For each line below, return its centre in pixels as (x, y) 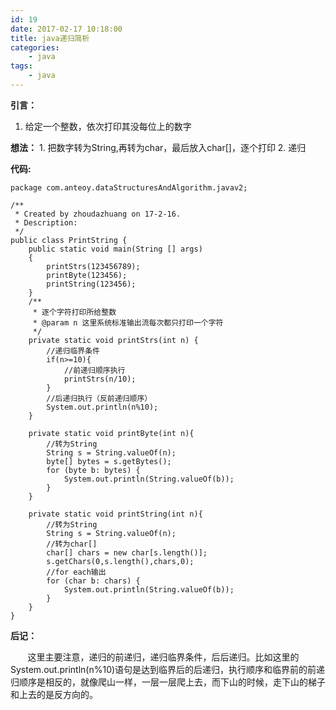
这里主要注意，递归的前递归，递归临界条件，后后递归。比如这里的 (163, 657)
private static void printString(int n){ (115, 514)
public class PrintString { (69, 240)
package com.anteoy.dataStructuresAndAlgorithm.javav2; (129, 187)
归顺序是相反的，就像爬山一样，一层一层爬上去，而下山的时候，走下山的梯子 (168, 682)
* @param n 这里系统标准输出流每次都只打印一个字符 (128, 322)
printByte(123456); (87, 275)
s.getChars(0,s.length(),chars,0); (120, 561)
